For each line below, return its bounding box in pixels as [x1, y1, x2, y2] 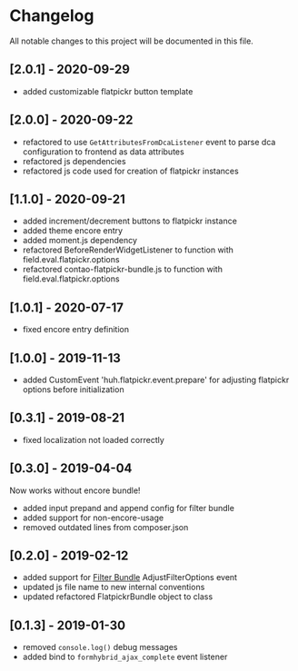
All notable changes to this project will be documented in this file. [9, 35, 254, 46]
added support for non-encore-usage [22, 512, 164, 523]
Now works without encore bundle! [9, 485, 141, 496]
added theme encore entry [22, 225, 124, 236]
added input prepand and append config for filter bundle [22, 502, 234, 513]
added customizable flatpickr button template [22, 85, 194, 96]
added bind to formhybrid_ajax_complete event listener [22, 651, 228, 663]
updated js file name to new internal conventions [22, 582, 205, 593]
